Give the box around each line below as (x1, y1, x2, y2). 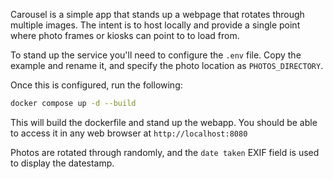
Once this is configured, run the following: (10, 79, 183, 91)
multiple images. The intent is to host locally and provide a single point (10, 19, 301, 31)
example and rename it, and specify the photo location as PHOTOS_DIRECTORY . (10, 60, 324, 71)
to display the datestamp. (10, 157, 115, 169)
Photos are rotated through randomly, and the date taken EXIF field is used (10, 146, 320, 158)
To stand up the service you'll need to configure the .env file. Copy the (10, 49, 302, 61)
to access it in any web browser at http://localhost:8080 (10, 127, 248, 139)
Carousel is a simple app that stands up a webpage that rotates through (10, 9, 305, 20)
